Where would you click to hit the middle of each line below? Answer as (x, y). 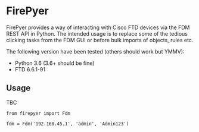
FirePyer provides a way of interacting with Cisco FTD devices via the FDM (98, 27)
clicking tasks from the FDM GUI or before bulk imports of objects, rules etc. (100, 40)
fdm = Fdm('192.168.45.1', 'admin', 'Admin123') (68, 124)
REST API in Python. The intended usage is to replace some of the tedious (97, 33)
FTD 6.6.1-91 (30, 69)
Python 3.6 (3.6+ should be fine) (55, 63)
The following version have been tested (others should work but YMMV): (95, 51)
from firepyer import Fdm (38, 113)
